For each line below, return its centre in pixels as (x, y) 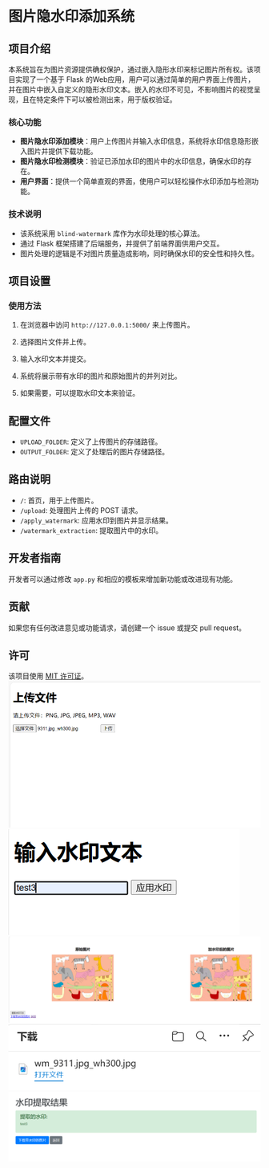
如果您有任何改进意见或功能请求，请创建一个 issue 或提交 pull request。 (127, 628)
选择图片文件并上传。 (55, 342)
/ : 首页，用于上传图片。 (59, 500)
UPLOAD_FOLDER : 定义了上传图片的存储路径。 (91, 442)
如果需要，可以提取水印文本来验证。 (80, 393)
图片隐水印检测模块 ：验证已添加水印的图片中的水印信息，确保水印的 (132, 161)
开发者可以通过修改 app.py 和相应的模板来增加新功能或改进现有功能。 (123, 579)
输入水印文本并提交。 (55, 359)
